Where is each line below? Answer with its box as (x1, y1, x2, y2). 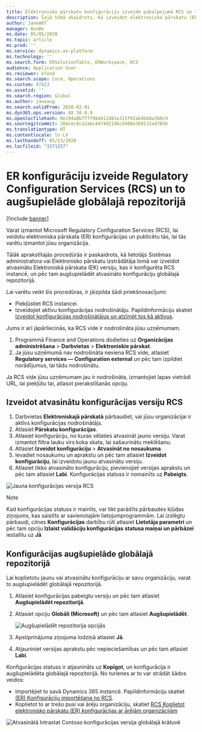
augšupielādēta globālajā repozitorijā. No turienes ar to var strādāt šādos (6, 670, 187, 677)
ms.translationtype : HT (6, 127, 66, 133)
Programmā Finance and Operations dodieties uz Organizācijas (14, 336, 173, 343)
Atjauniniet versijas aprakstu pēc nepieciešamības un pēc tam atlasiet (14, 645, 188, 652)
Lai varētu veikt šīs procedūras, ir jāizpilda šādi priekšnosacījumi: (6, 288, 167, 295)
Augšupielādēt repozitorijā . (14, 599, 85, 606)
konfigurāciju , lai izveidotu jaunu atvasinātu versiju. (14, 458, 144, 465)
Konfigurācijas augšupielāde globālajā (6, 549, 153, 559)
